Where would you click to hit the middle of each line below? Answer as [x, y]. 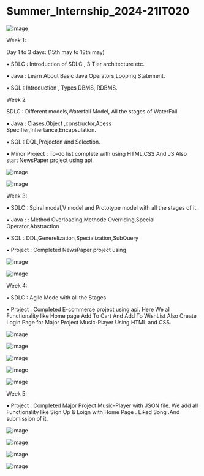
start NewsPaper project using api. [50, 160]
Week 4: [17, 285]
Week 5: [17, 393]
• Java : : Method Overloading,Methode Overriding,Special [81, 220]
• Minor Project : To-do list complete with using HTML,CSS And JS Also [97, 153]
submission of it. [27, 418]
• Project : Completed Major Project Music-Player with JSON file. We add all [102, 405]
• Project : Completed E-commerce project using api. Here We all [89, 309]
